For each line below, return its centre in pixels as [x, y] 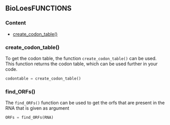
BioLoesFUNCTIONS [38, 8]
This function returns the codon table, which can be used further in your [81, 64]
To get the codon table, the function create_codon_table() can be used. [81, 58]
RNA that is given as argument [37, 108]
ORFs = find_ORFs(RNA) [29, 118]
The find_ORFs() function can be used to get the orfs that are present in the [85, 103]
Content [16, 23]
